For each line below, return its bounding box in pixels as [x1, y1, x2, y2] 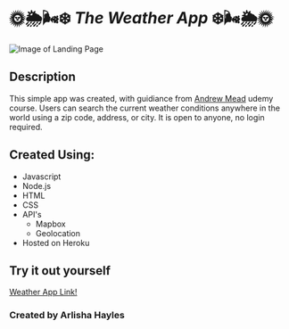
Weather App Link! [9, 287, 78, 298]
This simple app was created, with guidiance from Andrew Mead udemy [9, 93, 274, 103]
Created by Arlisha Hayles [9, 309, 125, 322]
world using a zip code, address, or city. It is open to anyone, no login [9, 111, 265, 122]
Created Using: [9, 147, 95, 162]
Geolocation [35, 227, 81, 238]
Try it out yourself [9, 263, 111, 278]
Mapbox [35, 218, 66, 229]
